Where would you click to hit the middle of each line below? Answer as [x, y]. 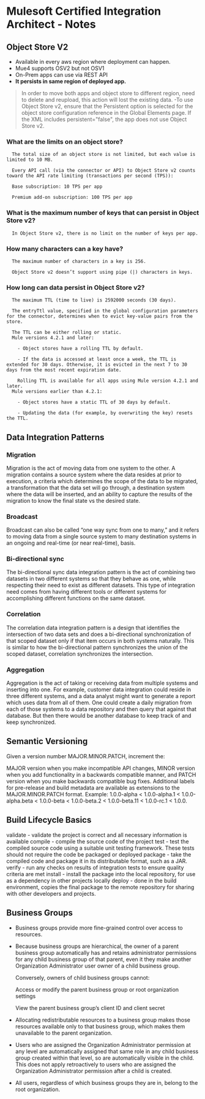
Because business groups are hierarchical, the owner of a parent [97, 946]
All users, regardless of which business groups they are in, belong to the [106, 1082]
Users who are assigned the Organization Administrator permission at [103, 1044]
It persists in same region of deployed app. [71, 81]
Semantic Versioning [47, 741]
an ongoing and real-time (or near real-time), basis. [71, 543]
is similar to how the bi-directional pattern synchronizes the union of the [97, 647]
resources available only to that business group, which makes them [100, 1026]
